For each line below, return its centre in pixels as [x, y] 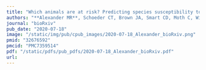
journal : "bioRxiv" [31, 23]
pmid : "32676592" [29, 40]
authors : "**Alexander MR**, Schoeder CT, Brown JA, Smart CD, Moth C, [100, 18]
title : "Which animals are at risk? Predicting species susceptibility [100, 12]
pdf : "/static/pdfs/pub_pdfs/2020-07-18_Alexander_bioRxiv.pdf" [90, 52]
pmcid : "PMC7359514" [33, 46]
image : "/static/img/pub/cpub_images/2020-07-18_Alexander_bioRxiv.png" [101, 35]
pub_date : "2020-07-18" [37, 29]
